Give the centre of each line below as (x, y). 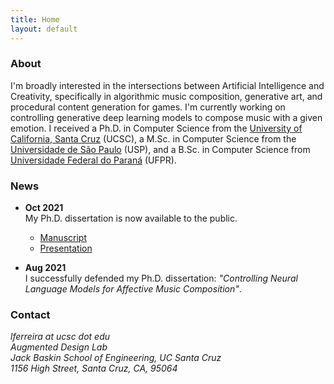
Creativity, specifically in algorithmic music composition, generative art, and (166, 96)
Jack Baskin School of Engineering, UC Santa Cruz (116, 358)
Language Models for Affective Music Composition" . (133, 289)
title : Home (35, 19)
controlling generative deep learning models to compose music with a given (166, 117)
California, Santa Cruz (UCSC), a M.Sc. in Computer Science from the (153, 138)
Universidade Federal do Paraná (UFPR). (93, 160)
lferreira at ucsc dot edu (60, 337)
